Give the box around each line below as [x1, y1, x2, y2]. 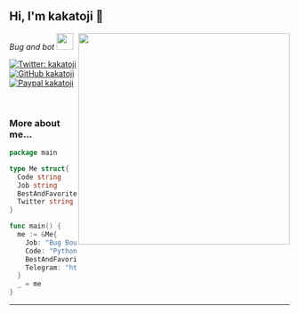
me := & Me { [17, 230, 58, 239]
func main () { [9, 221, 62, 231]
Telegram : [25, 263, 62, 272]
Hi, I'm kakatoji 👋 [9, 9, 104, 24]
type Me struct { [9, 164, 69, 173]
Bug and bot [9, 41, 55, 52]
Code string [17, 173, 62, 181]
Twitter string [17, 197, 74, 206]
